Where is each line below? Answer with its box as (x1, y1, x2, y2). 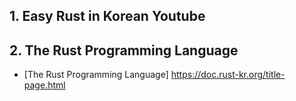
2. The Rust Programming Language (9, 42, 239, 59)
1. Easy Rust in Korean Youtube (9, 8, 206, 25)
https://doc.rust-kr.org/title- (170, 69, 286, 81)
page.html (23, 79, 66, 91)
